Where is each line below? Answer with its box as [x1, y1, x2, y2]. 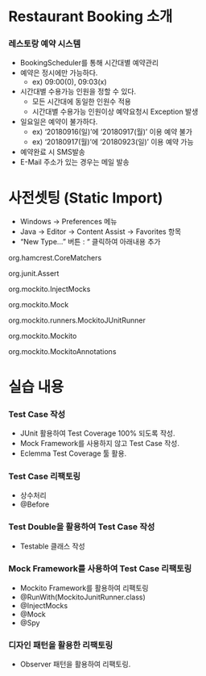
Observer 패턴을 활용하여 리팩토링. [19, 659, 131, 670]
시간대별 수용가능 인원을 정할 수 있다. [19, 86, 137, 97]
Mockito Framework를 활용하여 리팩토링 [19, 582, 149, 593]
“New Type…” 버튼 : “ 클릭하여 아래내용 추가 [19, 237, 161, 247]
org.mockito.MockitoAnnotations [8, 347, 117, 357]
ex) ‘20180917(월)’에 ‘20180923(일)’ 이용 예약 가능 [31, 137, 195, 147]
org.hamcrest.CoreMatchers [8, 253, 102, 263]
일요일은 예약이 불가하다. [19, 117, 98, 127]
